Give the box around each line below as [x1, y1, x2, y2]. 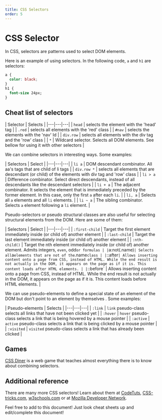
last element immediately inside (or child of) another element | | [5, 236, 132, 242]
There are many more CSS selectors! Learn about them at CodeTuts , [5, 390, 142, 396]
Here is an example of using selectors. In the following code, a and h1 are [5, 58, 151, 64]
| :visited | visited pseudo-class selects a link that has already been [5, 326, 145, 332]
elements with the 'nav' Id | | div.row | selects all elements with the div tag [5, 132, 154, 137]
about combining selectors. [5, 363, 60, 369]
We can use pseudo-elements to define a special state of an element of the [5, 290, 156, 296]
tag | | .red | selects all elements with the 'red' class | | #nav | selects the [5, 127, 149, 133]
